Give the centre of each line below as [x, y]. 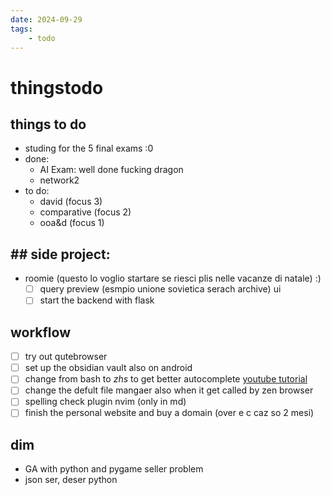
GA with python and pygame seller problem [114, 469]
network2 [59, 180]
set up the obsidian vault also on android [108, 368]
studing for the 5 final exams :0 [89, 148]
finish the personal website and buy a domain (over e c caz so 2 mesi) [169, 413]
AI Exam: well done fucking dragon [111, 170]
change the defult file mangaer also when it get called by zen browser [169, 390]
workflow [40, 332]
